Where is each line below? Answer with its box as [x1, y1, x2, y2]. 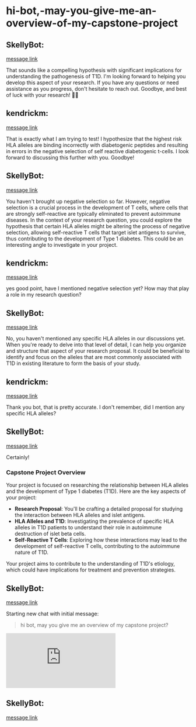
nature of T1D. [14, 549, 48, 556]
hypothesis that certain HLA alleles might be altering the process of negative [6, 222, 190, 229]
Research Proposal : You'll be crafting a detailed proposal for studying [14, 505, 183, 512]
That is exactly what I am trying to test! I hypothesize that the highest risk [6, 135, 182, 142]
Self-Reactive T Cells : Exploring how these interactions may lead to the [14, 536, 187, 543]
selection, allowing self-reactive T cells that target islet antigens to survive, [6, 229, 186, 236]
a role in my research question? [6, 291, 82, 298]
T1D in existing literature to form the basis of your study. [6, 360, 141, 367]
